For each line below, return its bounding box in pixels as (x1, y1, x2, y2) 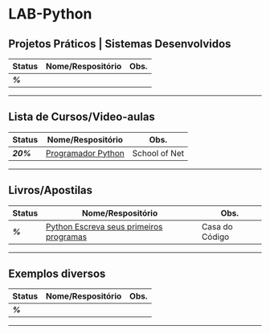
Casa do (201, 221, 233, 232)
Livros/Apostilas (8, 183, 93, 197)
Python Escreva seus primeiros (45, 221, 163, 232)
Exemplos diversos (8, 267, 106, 281)
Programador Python (45, 147, 125, 159)
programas (45, 231, 87, 242)
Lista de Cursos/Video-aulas (8, 110, 155, 124)
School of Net (132, 147, 185, 159)
